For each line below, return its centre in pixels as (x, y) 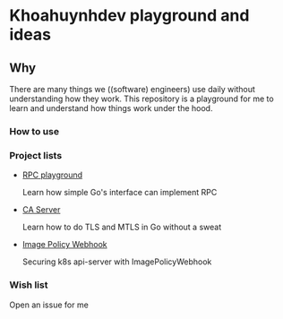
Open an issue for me (49, 305)
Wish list (29, 285)
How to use (34, 131)
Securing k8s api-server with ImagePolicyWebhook (117, 262)
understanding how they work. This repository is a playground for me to (142, 99)
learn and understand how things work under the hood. (111, 108)
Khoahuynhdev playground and (129, 16)
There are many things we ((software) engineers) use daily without (132, 89)
